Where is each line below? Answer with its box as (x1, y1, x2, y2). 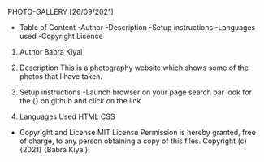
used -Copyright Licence (19, 32, 103, 41)
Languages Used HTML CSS (19, 112, 115, 121)
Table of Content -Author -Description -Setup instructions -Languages (19, 23, 256, 32)
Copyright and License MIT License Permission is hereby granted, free (19, 128, 257, 137)
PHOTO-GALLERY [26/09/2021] (7, 7, 115, 16)
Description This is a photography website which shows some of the (19, 63, 249, 72)
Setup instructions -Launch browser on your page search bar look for (19, 87, 253, 97)
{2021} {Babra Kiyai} (19, 145, 89, 154)
